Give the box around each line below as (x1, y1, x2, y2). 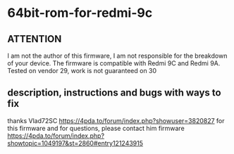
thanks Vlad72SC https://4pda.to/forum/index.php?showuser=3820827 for (7, 116, 225, 124)
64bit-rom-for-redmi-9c (7, 5, 153, 21)
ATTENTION (7, 33, 62, 45)
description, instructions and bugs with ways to (7, 86, 221, 99)
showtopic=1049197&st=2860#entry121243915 (7, 139, 143, 147)
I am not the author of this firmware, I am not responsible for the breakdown (7, 51, 228, 60)
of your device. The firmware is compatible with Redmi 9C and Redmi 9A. (7, 59, 221, 68)
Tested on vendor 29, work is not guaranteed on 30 (7, 67, 157, 75)
